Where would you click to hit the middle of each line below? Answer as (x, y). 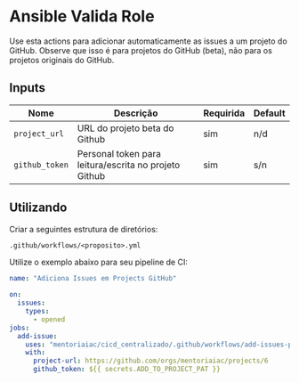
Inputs (28, 88)
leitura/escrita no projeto (129, 165)
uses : (36, 345)
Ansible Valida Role (82, 16)
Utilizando (38, 208)
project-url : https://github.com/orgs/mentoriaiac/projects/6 (150, 361)
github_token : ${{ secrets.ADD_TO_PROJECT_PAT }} (126, 370)
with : (36, 353)
